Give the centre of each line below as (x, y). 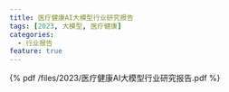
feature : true (36, 51)
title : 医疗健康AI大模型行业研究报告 (72, 18)
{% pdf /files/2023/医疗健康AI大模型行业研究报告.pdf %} (115, 78)
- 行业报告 (35, 43)
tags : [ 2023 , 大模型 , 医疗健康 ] (66, 26)
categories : (32, 34)
